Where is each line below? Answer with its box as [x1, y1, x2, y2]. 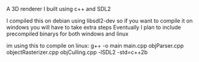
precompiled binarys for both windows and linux [6, 30, 129, 37]
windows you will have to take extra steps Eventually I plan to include [6, 24, 181, 31]
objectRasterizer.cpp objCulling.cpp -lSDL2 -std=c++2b [6, 48, 148, 56]
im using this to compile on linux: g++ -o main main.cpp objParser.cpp [6, 42, 184, 49]
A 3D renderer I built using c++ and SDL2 [6, 6, 111, 12]
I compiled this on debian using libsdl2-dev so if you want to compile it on [6, 17, 193, 24]
